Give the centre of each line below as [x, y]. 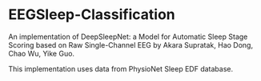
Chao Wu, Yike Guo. [41, 53]
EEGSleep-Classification [92, 15]
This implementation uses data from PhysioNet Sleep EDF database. [121, 68]
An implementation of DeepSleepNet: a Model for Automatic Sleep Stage [128, 37]
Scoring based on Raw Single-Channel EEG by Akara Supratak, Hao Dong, [131, 44]
